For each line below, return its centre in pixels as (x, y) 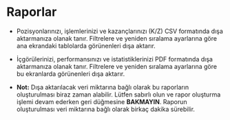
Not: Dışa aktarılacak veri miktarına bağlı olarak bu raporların (103, 87)
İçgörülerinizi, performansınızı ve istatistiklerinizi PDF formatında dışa (114, 59)
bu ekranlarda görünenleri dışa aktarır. (71, 74)
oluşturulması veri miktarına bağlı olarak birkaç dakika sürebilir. (106, 109)
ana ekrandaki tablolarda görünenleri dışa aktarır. (86, 46)
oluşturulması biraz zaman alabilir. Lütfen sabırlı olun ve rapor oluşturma (118, 94)
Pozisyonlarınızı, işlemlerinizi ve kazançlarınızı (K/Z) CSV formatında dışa (119, 31)
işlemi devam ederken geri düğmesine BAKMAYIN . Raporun (102, 101)
